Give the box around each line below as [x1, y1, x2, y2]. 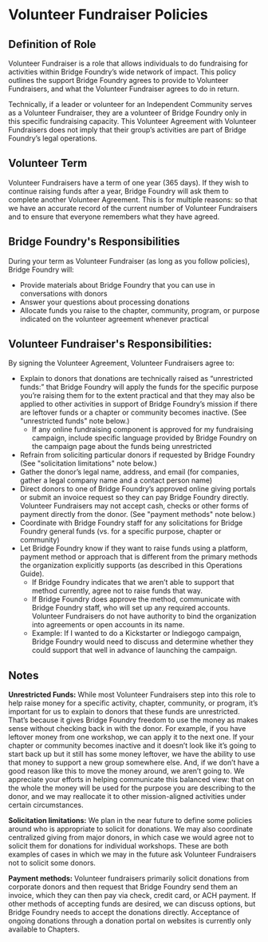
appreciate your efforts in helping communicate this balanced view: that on [8, 775, 255, 785]
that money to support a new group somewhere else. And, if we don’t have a [8, 757, 260, 768]
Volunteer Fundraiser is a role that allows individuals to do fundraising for [8, 58, 249, 68]
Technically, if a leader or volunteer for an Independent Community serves [8, 100, 253, 109]
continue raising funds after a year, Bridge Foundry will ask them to [8, 186, 229, 196]
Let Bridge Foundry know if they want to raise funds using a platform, [19, 543, 248, 553]
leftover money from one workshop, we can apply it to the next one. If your [8, 733, 254, 742]
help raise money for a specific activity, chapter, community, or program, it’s [8, 698, 258, 708]
